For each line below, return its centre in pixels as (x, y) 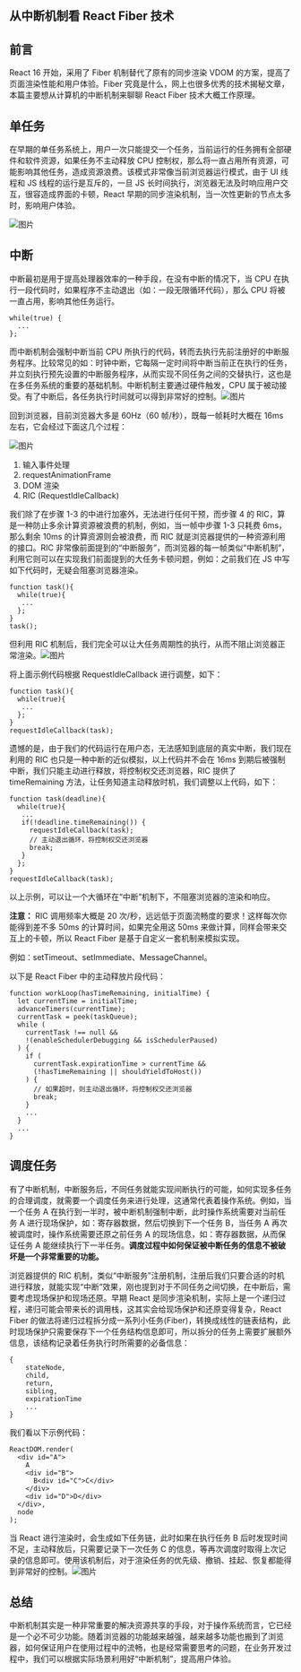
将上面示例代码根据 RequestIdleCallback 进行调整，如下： (116, 674)
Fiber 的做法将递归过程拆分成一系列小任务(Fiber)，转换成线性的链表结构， (146, 1320)
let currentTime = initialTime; (78, 1001)
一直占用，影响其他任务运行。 (64, 301)
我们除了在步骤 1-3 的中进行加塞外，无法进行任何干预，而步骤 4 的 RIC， (143, 514)
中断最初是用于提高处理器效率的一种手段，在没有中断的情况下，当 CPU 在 (146, 278)
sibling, (42, 1391)
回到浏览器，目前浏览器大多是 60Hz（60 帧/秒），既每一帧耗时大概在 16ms (146, 415)
